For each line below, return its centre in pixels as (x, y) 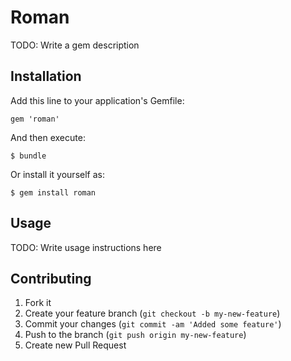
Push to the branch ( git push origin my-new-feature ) (135, 335)
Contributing (51, 278)
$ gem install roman (53, 192)
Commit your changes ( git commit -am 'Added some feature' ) (153, 324)
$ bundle (28, 156)
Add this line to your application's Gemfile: (97, 100)
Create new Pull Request (75, 345)
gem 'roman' (35, 119)
